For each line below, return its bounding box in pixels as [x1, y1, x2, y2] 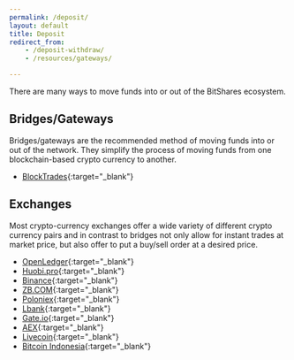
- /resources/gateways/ [25, 54, 113, 63]
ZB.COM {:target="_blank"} [21, 284, 119, 295]
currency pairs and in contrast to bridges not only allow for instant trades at [9, 229, 284, 240]
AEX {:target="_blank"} [21, 322, 104, 333]
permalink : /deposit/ [9, 12, 89, 22]
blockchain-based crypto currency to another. [9, 154, 177, 165]
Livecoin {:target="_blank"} [21, 331, 119, 341]
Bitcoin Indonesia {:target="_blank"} [21, 341, 152, 351]
